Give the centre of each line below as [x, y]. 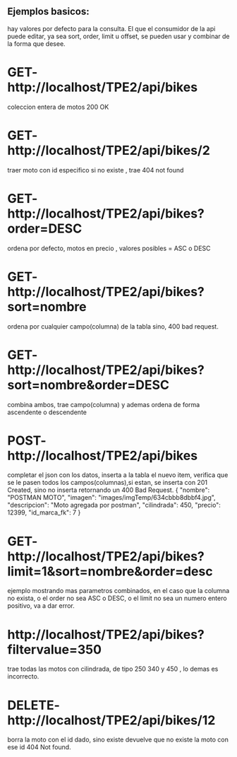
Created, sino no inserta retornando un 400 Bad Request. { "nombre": [109, 490]
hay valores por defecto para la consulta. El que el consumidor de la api [111, 28]
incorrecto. [23, 676]
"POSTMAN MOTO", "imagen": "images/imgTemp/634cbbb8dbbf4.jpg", [112, 498]
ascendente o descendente [47, 412]
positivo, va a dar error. [41, 606]
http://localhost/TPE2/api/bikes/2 [109, 150]
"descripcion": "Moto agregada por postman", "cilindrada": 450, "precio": [114, 505]
